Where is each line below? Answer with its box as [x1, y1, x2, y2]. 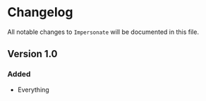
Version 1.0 [7, 48, 58, 60]
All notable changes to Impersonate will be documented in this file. [7, 28, 200, 36]
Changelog [7, 4, 73, 20]
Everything [17, 85, 49, 94]
